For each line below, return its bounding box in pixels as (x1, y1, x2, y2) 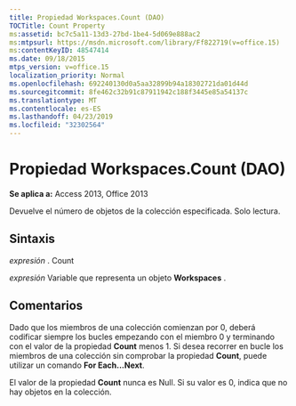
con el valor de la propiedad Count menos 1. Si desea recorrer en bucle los (9, 340, 284, 352)
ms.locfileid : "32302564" (9, 121, 105, 130)
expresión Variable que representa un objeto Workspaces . (9, 272, 227, 283)
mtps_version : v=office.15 (9, 63, 109, 72)
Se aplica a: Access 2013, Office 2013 (9, 188, 148, 199)
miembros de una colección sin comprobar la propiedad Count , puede (9, 350, 268, 361)
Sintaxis (9, 231, 56, 247)
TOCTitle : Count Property (9, 21, 105, 30)
